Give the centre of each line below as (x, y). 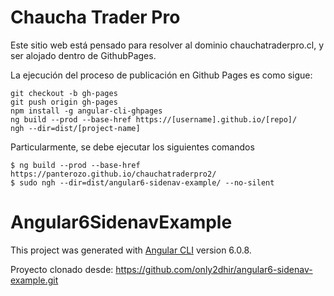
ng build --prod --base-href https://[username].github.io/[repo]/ (154, 119)
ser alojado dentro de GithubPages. (83, 55)
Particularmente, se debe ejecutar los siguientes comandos (132, 147)
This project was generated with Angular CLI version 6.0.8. (131, 250)
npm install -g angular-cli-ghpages (86, 111)
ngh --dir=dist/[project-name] (75, 128)
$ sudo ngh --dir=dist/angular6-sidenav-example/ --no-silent (142, 182)
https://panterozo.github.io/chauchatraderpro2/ (113, 174)
